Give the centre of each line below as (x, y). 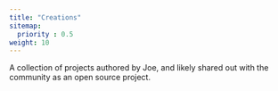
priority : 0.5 (45, 34)
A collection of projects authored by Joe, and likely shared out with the (139, 68)
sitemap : (25, 26)
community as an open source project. (80, 78)
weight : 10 (29, 42)
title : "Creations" (45, 17)
